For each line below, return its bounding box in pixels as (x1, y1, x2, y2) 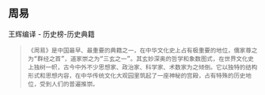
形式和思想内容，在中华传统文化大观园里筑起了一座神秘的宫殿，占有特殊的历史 (27, 71, 246, 80)
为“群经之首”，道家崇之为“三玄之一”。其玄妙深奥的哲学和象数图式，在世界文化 (27, 55, 248, 63)
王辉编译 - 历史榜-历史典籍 (8, 29, 95, 39)
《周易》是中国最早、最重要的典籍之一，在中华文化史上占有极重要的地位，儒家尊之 (27, 46, 258, 55)
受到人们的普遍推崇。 (39, 80, 99, 88)
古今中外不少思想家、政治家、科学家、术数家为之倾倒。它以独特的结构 (62, 63, 258, 71)
